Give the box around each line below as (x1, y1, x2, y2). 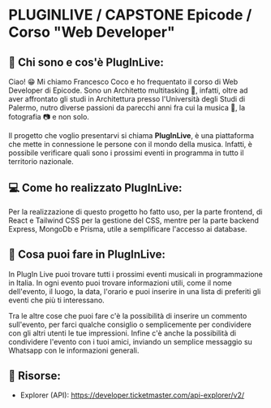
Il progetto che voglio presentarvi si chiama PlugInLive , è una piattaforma (8, 131, 254, 140)
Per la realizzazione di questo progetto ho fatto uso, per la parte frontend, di (8, 206, 263, 216)
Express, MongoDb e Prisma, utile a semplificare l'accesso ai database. (8, 224, 247, 233)
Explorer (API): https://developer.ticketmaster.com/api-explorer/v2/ (19, 390, 245, 400)
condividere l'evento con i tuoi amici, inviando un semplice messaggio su (8, 336, 253, 346)
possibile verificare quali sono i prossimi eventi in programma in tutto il (8, 148, 244, 158)
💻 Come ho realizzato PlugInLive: (8, 181, 183, 195)
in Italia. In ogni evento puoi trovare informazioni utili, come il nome (8, 278, 233, 288)
